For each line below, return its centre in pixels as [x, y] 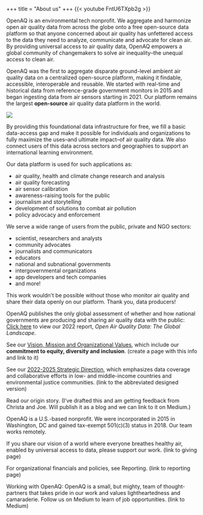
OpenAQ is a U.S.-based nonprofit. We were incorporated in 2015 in [91, 419]
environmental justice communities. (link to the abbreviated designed [92, 382]
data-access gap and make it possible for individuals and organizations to [98, 133]
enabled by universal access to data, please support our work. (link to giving [102, 450]
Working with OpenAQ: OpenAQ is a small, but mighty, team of [84, 486]
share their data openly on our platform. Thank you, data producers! [91, 302]
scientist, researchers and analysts [58, 238]
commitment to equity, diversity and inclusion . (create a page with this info [102, 351]
